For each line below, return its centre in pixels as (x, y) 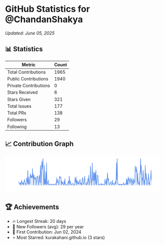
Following (17, 127)
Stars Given (19, 99)
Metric (29, 65)
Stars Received (22, 92)
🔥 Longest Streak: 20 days (39, 221)
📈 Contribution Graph (39, 144)
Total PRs (17, 113)
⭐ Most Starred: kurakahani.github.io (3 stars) (58, 238)
